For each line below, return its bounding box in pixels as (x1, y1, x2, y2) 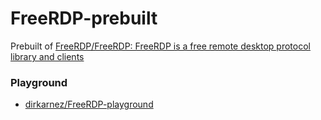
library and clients (10, 50, 85, 62)
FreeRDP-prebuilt (10, 7, 158, 30)
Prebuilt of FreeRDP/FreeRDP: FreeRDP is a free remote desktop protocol (10, 40, 311, 52)
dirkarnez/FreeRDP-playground (24, 98, 154, 111)
